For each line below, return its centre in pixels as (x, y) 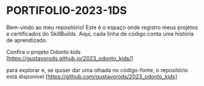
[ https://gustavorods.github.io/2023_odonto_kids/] (70, 58)
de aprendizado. (27, 40)
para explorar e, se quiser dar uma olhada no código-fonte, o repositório (97, 70)
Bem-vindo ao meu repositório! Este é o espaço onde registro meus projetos (102, 27)
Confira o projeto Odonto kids (44, 51)
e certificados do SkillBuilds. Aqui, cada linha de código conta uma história (100, 33)
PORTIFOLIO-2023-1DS (67, 11)
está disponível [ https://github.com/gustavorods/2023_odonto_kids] (92, 76)
